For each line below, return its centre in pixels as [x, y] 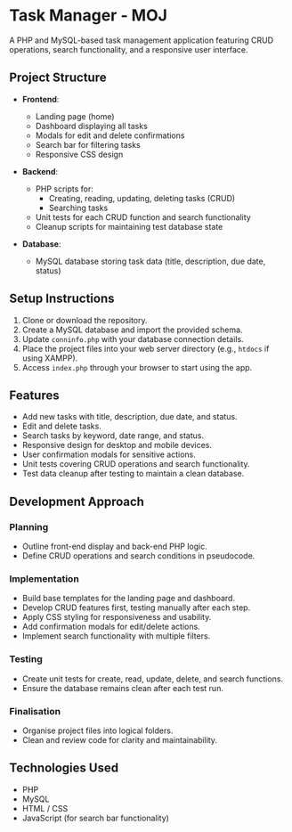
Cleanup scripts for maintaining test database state [129, 226]
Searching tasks [78, 208]
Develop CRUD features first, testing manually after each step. [136, 608]
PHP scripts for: [64, 189]
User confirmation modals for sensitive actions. [109, 454]
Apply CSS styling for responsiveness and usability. [117, 617]
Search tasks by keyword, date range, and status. [113, 436]
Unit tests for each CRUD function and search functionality [143, 217]
